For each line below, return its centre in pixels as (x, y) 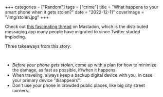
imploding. (16, 37)
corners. (20, 90)
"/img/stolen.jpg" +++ (27, 17)
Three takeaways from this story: (38, 46)
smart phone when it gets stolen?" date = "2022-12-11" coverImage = (75, 12)
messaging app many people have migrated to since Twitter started (72, 32)
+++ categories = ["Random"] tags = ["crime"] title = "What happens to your (82, 7)
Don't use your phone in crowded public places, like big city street (78, 85)
